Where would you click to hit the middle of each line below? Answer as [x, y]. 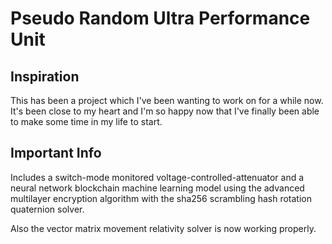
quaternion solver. [47, 209]
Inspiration [45, 76]
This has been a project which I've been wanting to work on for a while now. [167, 100]
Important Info [56, 153]
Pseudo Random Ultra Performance [160, 18]
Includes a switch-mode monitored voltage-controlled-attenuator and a [157, 177]
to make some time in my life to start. [86, 121]
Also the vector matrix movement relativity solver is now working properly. [163, 228]
